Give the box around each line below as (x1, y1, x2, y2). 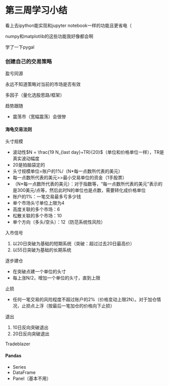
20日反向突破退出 (12, 331, 50, 337)
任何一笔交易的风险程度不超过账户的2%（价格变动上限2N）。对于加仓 (12, 297, 157, 303)
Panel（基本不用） (12, 375, 52, 381)
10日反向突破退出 (12, 325, 49, 331)
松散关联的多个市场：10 (12, 213, 62, 219)
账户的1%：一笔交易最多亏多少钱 (12, 194, 81, 200)
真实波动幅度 (12, 155, 39, 162)
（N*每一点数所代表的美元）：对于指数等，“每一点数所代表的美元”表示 (12, 181, 158, 187)
